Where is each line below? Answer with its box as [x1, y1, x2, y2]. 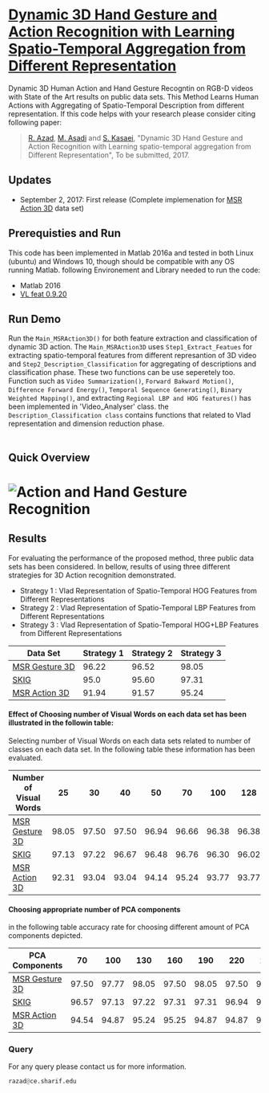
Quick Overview [8, 451, 90, 464]
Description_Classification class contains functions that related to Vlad [8, 410, 251, 420]
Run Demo [8, 312, 62, 326]
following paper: [8, 117, 62, 127]
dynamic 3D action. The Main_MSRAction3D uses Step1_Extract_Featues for [8, 342, 253, 352]
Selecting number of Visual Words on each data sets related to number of [8, 736, 251, 745]
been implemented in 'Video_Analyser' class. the [8, 402, 170, 411]
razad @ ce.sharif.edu [8, 1078, 78, 1086]
